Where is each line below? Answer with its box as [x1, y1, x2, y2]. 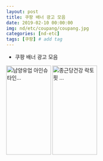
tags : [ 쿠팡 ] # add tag [6, 36, 63, 42]
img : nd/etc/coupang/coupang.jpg [6, 25, 89, 31]
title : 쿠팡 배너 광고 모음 [6, 14, 66, 20]
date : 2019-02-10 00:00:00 [6, 20, 73, 26]
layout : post [6, 8, 39, 15]
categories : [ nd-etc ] [6, 31, 60, 37]
